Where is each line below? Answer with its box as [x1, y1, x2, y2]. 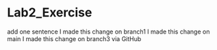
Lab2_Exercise [7, 5, 92, 21]
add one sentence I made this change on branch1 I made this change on [7, 27, 210, 36]
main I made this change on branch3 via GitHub [7, 34, 142, 42]
